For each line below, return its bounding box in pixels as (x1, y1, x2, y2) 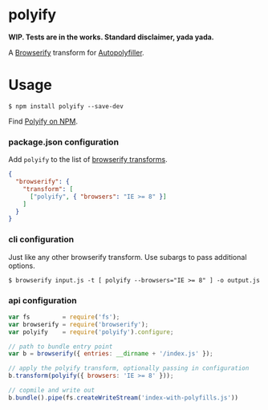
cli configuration (8, 234, 75, 246)
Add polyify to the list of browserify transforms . (8, 155, 169, 164)
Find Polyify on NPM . (8, 116, 79, 126)
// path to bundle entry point (8, 343, 113, 351)
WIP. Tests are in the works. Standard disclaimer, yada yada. (8, 32, 214, 42)
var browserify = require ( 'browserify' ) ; (8, 320, 149, 328)
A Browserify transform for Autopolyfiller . (8, 47, 144, 57)
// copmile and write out (8, 387, 95, 395)
